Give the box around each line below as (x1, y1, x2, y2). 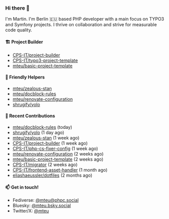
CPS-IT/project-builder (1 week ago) (12, 140, 88, 146)
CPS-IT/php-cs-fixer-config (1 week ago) (12, 145, 98, 152)
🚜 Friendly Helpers (5, 74, 45, 80)
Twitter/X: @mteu (12, 208, 49, 214)
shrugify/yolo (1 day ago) (12, 129, 65, 135)
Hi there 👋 (5, 5, 30, 12)
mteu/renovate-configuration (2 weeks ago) (12, 151, 104, 157)
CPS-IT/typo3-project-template (12, 57, 78, 63)
